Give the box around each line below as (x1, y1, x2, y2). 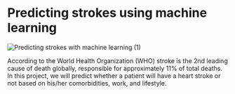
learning (7, 20, 58, 36)
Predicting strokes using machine (7, 5, 208, 21)
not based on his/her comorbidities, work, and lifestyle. (7, 79, 167, 87)
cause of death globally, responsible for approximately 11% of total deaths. (7, 64, 223, 72)
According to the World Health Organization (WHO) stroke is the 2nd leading (7, 56, 228, 65)
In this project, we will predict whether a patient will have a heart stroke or (7, 72, 221, 80)
